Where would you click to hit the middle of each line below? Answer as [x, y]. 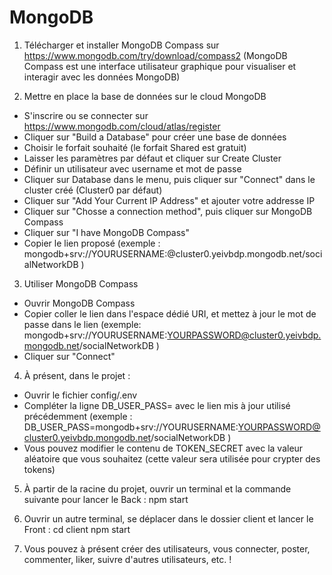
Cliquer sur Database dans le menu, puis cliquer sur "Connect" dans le [169, 179]
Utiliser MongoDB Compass [81, 283]
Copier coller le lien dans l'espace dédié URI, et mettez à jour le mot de [170, 313]
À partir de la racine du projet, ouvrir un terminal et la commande [157, 488]
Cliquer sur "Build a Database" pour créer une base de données [155, 137]
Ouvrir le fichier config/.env [80, 395]
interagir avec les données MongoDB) [102, 77]
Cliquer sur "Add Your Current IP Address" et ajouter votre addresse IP [169, 200]
